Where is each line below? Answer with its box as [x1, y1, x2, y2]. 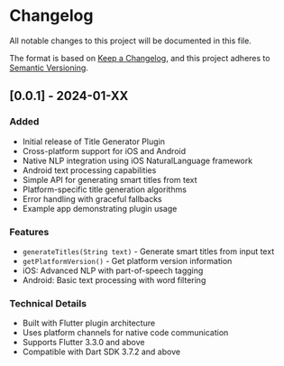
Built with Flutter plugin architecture [22, 317, 156, 329]
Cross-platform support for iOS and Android [22, 145, 187, 156]
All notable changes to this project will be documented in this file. [9, 35, 252, 46]
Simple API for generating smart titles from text [22, 174, 197, 185]
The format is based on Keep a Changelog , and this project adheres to [9, 52, 270, 63]
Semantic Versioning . [9, 62, 88, 73]
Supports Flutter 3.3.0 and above [22, 337, 145, 348]
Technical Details [9, 297, 87, 309]
